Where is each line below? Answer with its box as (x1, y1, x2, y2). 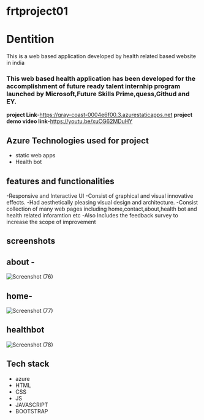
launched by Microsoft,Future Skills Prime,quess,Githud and (6, 90, 190, 99)
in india (6, 59, 25, 67)
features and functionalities (6, 176, 115, 186)
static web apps (15, 152, 56, 159)
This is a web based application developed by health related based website (6, 53, 197, 60)
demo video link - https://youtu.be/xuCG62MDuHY (6, 118, 133, 125)
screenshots (6, 236, 56, 246)
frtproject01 (6, 4, 69, 18)
